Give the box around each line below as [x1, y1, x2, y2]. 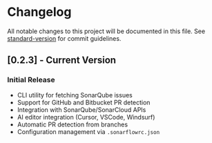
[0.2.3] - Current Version [7, 55, 116, 66]
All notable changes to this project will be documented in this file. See [7, 27, 206, 35]
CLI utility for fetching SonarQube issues [17, 90, 133, 99]
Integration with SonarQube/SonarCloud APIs [17, 105, 146, 114]
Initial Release [7, 75, 55, 85]
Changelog [7, 4, 72, 20]
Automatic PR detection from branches [17, 120, 128, 128]
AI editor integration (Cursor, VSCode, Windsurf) [17, 113, 155, 121]
